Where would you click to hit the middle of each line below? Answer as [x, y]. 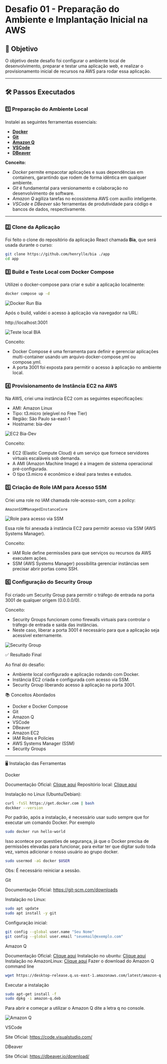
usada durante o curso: [29, 245]
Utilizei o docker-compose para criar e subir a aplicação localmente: [75, 284]
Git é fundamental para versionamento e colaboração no [70, 188]
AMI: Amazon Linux [32, 408]
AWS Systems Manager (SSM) [43, 743]
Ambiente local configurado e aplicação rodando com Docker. [76, 674]
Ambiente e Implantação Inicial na [77, 20]
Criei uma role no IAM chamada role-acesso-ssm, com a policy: [70, 500]
